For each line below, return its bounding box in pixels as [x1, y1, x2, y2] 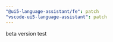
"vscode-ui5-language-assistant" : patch [5, 14, 108, 20]
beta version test [5, 30, 47, 37]
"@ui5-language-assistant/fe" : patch [5, 8, 99, 15]
